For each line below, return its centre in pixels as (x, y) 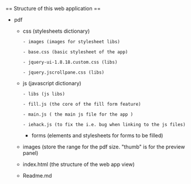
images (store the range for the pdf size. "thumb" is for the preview (104, 147)
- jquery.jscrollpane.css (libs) (64, 72)
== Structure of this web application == (53, 8)
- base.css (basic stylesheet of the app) (75, 52)
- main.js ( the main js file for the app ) (78, 114)
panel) (30, 153)
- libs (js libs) (44, 94)
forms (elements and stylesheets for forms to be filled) (97, 136)
